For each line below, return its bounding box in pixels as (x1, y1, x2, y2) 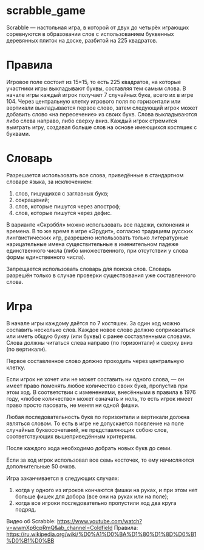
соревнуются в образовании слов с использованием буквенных (6, 30, 174, 37)
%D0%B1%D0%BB (6, 537, 55, 544)
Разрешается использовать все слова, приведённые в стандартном (6, 171, 184, 178)
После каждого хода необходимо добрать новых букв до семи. (6, 444, 172, 451)
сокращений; (15, 196, 50, 203)
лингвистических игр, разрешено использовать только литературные (6, 234, 189, 241)
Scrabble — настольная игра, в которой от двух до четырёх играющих (6, 24, 189, 31)
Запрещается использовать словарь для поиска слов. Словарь (6, 265, 171, 272)
